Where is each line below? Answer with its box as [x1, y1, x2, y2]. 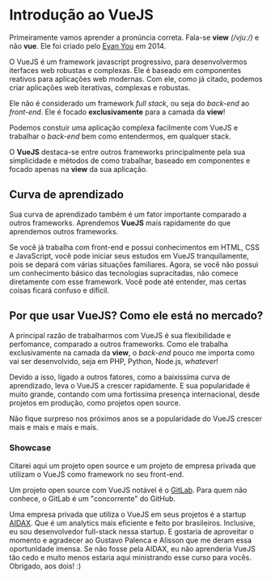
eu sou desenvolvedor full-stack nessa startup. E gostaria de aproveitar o [9, 526, 254, 536]
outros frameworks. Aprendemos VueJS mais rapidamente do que [9, 217, 231, 228]
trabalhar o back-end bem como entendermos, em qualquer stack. [9, 131, 231, 141]
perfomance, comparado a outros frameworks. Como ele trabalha [9, 339, 229, 349]
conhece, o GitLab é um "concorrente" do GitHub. [9, 493, 176, 504]
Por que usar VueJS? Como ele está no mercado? [9, 309, 264, 323]
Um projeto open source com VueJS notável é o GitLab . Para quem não [9, 485, 248, 495]
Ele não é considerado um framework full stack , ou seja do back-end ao [9, 98, 250, 108]
